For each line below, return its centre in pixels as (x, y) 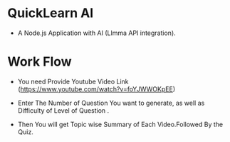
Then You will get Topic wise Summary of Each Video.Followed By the (120, 124)
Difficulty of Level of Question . (63, 110)
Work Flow (40, 62)
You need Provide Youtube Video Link (73, 81)
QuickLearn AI (51, 13)
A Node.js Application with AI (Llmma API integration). (96, 33)
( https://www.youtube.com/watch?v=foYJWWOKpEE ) (96, 89)
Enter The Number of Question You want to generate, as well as (111, 103)
